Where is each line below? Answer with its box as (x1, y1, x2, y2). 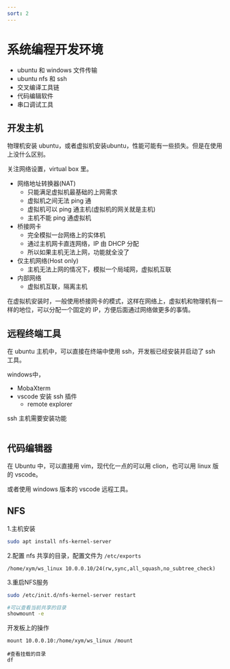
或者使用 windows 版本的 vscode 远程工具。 (7, 485, 132, 493)
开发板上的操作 (7, 624, 49, 632)
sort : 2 (7, 10, 29, 17)
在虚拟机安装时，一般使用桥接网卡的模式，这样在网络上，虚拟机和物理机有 (7, 297, 217, 306)
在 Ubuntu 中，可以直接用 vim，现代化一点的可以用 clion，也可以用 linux (7, 462, 212, 470)
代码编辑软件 (16, 91, 53, 100)
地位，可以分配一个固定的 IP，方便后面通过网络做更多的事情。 (18, 306, 194, 314)
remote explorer (27, 400, 73, 409)
